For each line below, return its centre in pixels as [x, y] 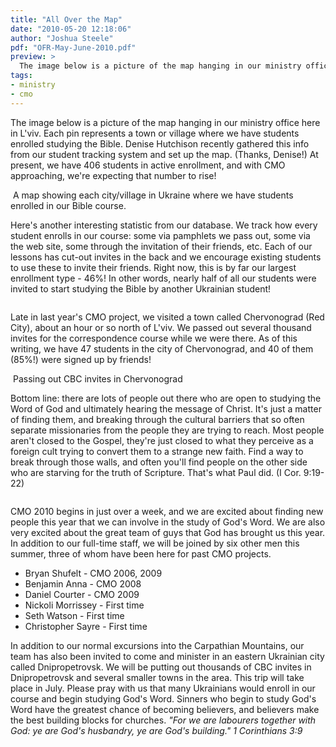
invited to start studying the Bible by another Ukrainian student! [141, 288]
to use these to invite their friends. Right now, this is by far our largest [153, 267]
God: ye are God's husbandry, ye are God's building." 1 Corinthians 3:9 [156, 730]
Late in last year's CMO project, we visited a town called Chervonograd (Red [167, 317]
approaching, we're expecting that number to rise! [113, 175]
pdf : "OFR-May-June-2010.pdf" [73, 47]
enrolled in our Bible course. [68, 205]
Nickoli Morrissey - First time [84, 605]
